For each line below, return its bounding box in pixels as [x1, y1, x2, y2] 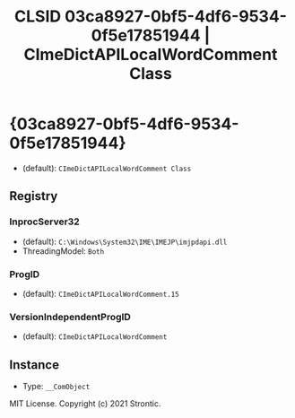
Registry [9, 188, 58, 204]
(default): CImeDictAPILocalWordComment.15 [22, 288, 179, 299]
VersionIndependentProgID [9, 310, 132, 323]
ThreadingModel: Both [22, 245, 105, 257]
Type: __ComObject [22, 381, 91, 392]
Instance [9, 357, 60, 372]
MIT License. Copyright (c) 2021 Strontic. [9, 398, 161, 409]
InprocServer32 [9, 215, 81, 228]
